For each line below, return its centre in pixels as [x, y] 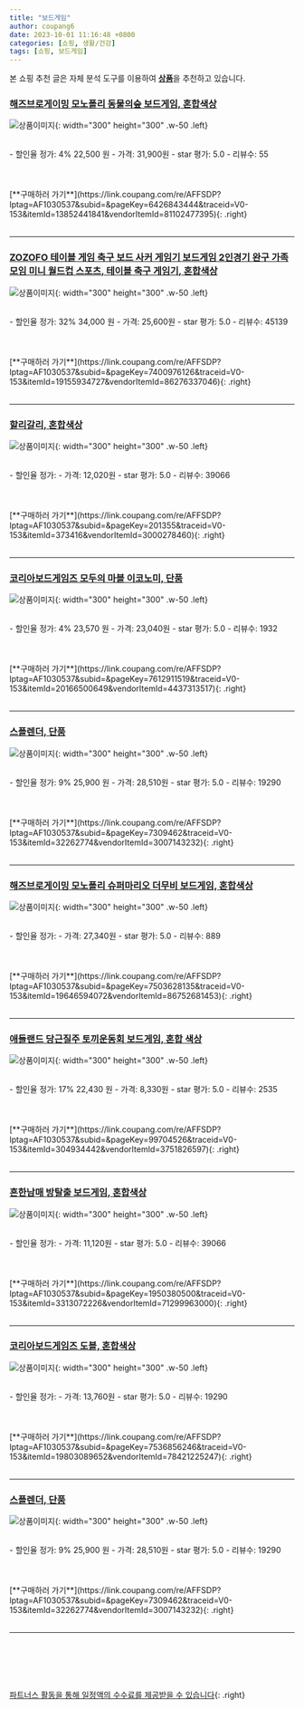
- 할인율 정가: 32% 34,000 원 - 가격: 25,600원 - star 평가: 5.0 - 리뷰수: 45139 [149, 322]
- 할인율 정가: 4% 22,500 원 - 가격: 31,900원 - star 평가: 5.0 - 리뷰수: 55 [139, 154]
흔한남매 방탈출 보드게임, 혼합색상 [78, 1193]
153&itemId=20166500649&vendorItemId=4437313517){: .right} [128, 688]
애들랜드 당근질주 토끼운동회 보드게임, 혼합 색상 [106, 1039]
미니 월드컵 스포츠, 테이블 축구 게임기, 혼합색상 [123, 271]
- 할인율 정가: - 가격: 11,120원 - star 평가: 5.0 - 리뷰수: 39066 [118, 1243]
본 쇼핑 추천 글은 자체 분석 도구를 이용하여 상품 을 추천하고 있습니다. [128, 79]
